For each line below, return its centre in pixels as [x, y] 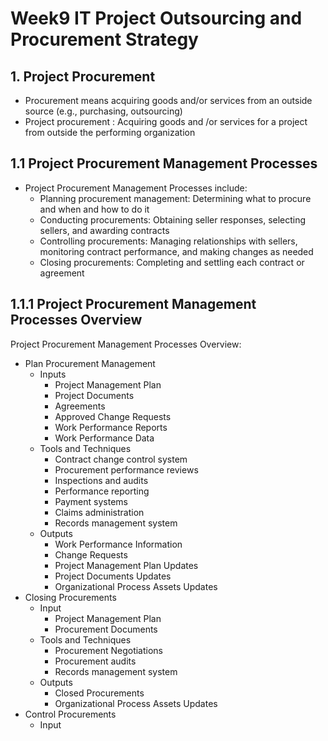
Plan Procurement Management [90, 363]
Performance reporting [102, 491]
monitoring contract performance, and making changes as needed [176, 251]
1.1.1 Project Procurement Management [133, 304]
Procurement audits [95, 661]
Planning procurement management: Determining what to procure [175, 198]
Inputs [53, 374]
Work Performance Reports [111, 427]
